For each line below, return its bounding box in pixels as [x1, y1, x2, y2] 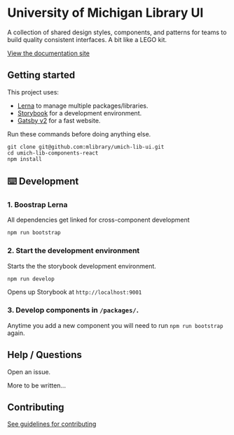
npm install [7, 155, 42, 162]
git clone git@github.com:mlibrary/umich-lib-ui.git [7, 143, 165, 150]
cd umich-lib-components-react [7, 149, 99, 157]
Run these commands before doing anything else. [7, 129, 151, 138]
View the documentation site [7, 49, 90, 57]
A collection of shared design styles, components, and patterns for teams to [7, 28, 227, 36]
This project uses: [7, 87, 60, 96]
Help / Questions [7, 349, 82, 361]
